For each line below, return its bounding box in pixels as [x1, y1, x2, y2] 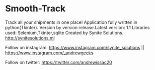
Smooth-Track [5, 3, 66, 14]
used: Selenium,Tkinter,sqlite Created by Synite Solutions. [5, 30, 124, 35]
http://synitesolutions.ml [5, 35, 55, 41]
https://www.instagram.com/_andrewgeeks [5, 50, 93, 56]
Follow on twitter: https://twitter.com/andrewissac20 [5, 59, 113, 65]
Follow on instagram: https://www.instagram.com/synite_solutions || [5, 44, 145, 50]
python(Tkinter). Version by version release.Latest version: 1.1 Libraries [5, 24, 150, 30]
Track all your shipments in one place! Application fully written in [5, 19, 138, 25]
